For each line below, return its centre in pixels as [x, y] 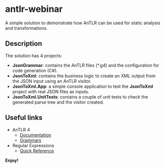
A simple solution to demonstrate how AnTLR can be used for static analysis [83, 23]
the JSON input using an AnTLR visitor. [52, 81]
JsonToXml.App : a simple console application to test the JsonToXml [83, 86]
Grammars [30, 140]
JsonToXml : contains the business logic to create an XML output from [84, 76]
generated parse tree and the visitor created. [58, 102]
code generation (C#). [35, 70]
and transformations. [27, 28]
